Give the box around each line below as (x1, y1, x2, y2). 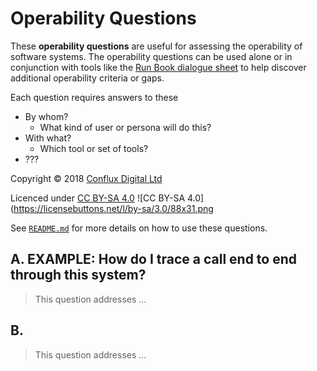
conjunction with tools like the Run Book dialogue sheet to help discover (10, 61, 307, 73)
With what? (24, 132, 72, 144)
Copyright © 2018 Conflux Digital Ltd (10, 172, 163, 184)
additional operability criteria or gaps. (10, 72, 165, 84)
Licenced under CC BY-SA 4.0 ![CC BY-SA (10, 192, 186, 204)
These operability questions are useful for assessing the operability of (10, 40, 303, 52)
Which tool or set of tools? (39, 142, 149, 154)
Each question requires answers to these (10, 91, 179, 103)
